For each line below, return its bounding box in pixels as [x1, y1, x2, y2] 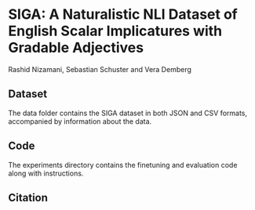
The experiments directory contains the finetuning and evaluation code [8, 160, 238, 169]
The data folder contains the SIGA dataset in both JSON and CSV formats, [8, 108, 248, 118]
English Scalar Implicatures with [8, 22, 223, 40]
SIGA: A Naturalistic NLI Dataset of [8, 5, 238, 24]
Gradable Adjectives [8, 39, 144, 56]
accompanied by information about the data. [8, 116, 152, 126]
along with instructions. [8, 168, 84, 178]
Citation [8, 190, 49, 205]
